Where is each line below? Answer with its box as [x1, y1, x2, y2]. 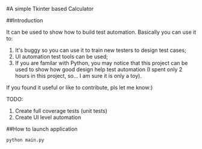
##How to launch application [6, 125, 78, 132]
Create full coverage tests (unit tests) [14, 107, 107, 114]
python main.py [6, 137, 45, 143]
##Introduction [6, 17, 43, 24]
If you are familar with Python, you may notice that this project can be [14, 60, 188, 66]
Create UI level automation [14, 114, 81, 121]
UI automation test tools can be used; [14, 53, 109, 60]
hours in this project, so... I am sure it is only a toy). [14, 72, 142, 79]
